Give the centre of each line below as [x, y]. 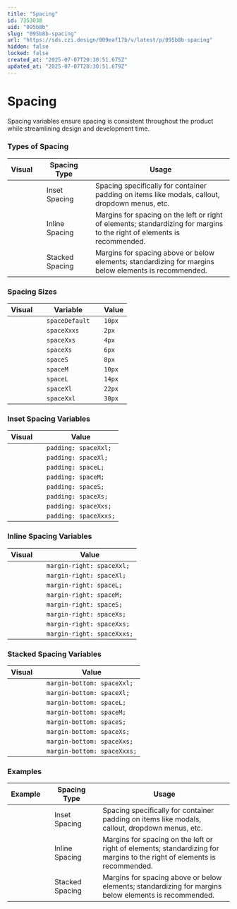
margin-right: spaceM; [84, 595]
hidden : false [28, 47]
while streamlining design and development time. [79, 129]
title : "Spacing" [33, 14]
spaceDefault [68, 321]
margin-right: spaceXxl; [88, 565]
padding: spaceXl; [77, 458]
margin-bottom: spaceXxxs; [92, 751]
